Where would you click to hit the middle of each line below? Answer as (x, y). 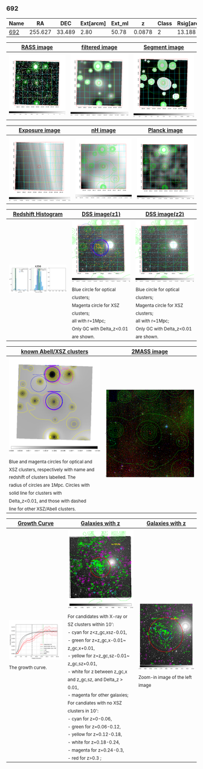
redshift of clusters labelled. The (42, 478)
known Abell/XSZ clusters (55, 351)
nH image (103, 130)
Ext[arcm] (93, 23)
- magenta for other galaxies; (98, 695)
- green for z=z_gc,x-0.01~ (97, 640)
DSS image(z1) (101, 214)
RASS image (37, 47)
